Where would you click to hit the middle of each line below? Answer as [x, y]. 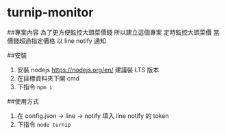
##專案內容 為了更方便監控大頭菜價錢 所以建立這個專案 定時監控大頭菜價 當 [113, 32]
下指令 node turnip [44, 124]
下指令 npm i [35, 87]
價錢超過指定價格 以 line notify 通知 [56, 41]
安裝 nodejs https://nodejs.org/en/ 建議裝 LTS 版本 [88, 70]
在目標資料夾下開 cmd [48, 78]
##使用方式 [23, 101]
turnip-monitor [50, 13]
